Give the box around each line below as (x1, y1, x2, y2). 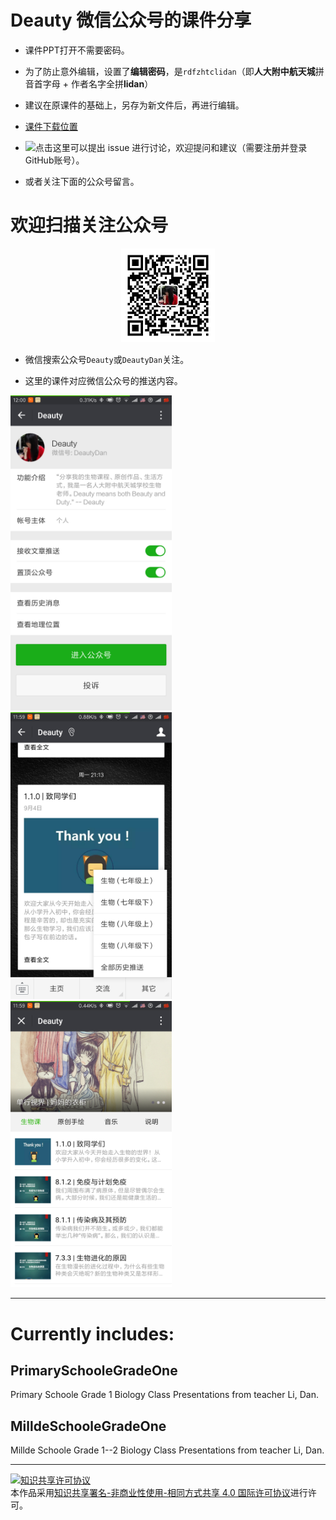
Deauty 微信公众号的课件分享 (10, 9, 252, 32)
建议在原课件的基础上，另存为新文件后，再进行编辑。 (24, 99, 245, 111)
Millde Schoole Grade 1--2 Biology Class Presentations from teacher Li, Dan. (10, 1444, 325, 1456)
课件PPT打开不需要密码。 (24, 44, 130, 56)
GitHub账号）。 (24, 154, 85, 166)
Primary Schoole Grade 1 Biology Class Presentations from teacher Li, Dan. (10, 1389, 319, 1401)
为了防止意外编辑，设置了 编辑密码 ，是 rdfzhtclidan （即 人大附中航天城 (24, 65, 316, 77)
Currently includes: (10, 1322, 175, 1345)
